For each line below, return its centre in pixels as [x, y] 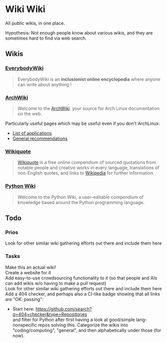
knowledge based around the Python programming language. [81, 202]
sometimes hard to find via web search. [46, 38]
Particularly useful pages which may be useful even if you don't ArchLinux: [83, 123]
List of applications [32, 133]
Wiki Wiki [25, 9]
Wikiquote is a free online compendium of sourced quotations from [87, 162]
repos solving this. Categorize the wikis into [83, 325]
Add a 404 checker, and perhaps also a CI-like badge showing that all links [83, 294]
